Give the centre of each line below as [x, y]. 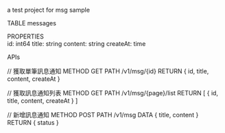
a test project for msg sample [49, 10]
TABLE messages [32, 23]
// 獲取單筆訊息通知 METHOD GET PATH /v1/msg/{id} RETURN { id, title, [108, 71]
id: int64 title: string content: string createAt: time [76, 44]
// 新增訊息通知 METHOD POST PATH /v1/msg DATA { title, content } [103, 115]
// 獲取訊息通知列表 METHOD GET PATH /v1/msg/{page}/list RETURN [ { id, [113, 93]
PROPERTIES [26, 36]
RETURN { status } [33, 122]
